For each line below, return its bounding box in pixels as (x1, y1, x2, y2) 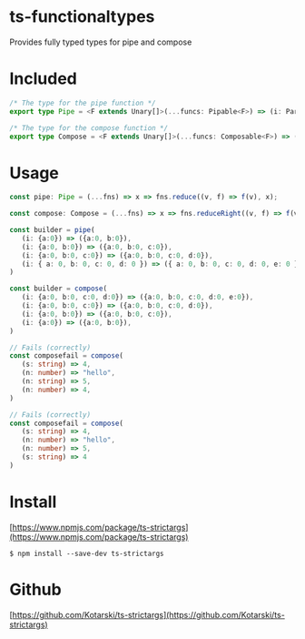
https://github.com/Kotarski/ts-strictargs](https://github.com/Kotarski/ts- (12, 609, 286, 620)
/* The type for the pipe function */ (9, 98, 156, 107)
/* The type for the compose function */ (9, 123, 169, 133)
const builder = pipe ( (9, 226, 95, 235)
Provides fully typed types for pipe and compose (9, 36, 192, 47)
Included (9, 68, 77, 89)
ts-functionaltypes (9, 6, 155, 27)
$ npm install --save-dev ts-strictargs (9, 549, 165, 558)
